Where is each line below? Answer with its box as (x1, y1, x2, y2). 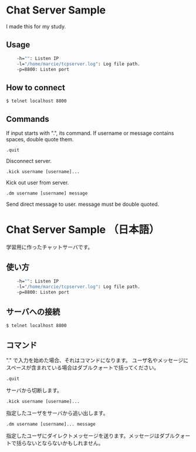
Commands (6, 114, 50, 124)
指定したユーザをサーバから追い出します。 (6, 410, 109, 416)
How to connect (6, 83, 66, 93)
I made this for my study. (6, 23, 66, 30)
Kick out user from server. (6, 179, 69, 186)
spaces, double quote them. (6, 136, 74, 142)
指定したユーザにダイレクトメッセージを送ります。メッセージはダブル (6, 432, 175, 439)
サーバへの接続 (6, 307, 60, 317)
